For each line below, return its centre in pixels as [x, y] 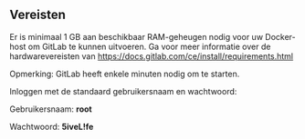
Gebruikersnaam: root [51, 109]
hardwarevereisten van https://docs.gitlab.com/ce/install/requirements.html [152, 56]
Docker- [280, 36]
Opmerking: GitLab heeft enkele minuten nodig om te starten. [125, 74]
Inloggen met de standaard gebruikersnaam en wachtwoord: [123, 91]
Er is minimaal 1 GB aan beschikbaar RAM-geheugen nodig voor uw [136, 36]
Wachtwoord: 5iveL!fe [52, 126]
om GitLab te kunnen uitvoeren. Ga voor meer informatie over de [149, 46]
